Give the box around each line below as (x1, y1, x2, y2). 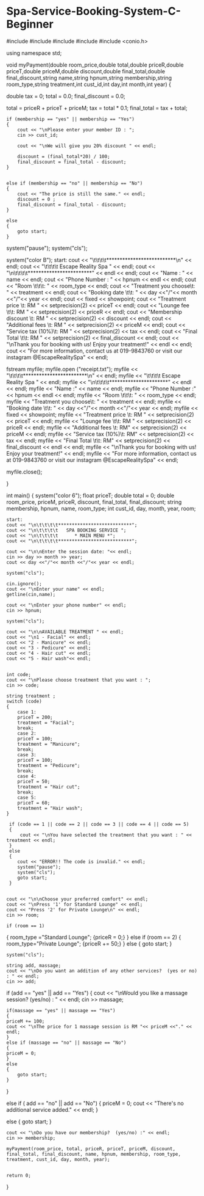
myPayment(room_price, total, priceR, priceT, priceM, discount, (6, 1145, 175, 1152)
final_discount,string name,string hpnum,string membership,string (6, 74, 172, 81)
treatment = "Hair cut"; (17, 784, 80, 790)
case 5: (17, 794, 37, 801)
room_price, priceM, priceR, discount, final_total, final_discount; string (6, 498, 182, 505)
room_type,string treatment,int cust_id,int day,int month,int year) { (6, 81, 172, 88)
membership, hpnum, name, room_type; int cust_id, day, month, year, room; (6, 505, 196, 512)
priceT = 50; (17, 778, 51, 784)
